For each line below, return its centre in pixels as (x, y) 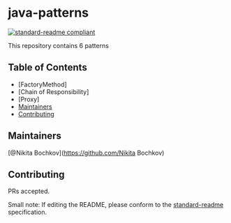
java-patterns (49, 13)
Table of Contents (48, 68)
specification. (28, 212)
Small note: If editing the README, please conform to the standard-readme (116, 205)
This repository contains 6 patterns (58, 45)
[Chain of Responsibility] (53, 91)
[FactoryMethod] (42, 84)
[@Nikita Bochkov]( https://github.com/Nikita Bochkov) (86, 153)
